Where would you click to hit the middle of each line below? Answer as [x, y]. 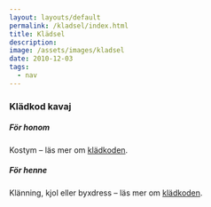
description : [33, 42]
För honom [30, 127]
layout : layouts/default [55, 17]
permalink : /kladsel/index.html [69, 26]
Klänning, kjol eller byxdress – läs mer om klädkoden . [106, 193]
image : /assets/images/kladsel [67, 51]
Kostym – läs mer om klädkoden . [69, 150]
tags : [19, 68]
